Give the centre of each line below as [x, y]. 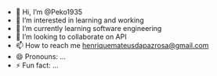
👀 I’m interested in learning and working [80, 20]
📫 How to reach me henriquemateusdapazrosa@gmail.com [112, 45]
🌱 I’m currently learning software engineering [89, 28]
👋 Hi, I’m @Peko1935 [49, 12]
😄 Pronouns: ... [41, 57]
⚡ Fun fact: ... [37, 65]
